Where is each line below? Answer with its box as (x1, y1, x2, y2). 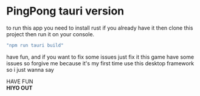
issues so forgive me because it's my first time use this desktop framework (6, 59, 195, 67)
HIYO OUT (6, 84, 33, 91)
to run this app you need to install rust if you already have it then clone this (6, 24, 193, 31)
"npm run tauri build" (6, 42, 64, 48)
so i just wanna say (6, 66, 55, 73)
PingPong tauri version (6, 4, 125, 18)
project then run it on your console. (6, 30, 95, 37)
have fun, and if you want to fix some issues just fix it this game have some (6, 53, 195, 60)
